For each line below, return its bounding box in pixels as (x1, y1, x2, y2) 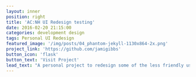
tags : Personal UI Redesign (6, 35, 75, 41)
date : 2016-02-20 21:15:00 (6, 24, 72, 31)
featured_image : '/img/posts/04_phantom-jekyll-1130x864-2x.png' (6, 41, 168, 47)
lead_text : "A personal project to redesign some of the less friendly (6, 62, 184, 68)
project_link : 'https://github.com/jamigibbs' (6, 46, 121, 52)
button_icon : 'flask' (6, 52, 59, 57)
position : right (6, 14, 45, 20)
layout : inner (6, 8, 41, 14)
